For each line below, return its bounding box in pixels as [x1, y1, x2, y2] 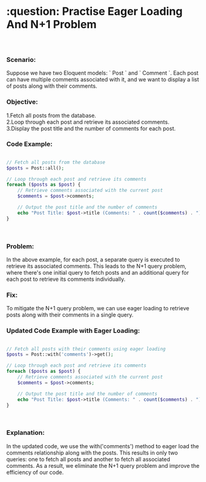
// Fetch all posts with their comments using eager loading [6, 346, 166, 352]
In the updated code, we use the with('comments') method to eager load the [6, 442, 199, 449]
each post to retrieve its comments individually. [6, 275, 126, 283]
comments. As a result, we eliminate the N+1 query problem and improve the [6, 462, 200, 469]
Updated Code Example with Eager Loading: [6, 326, 140, 335]
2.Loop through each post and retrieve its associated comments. [6, 118, 170, 126]
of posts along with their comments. [6, 82, 97, 90]
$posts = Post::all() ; [6, 165, 64, 171]
